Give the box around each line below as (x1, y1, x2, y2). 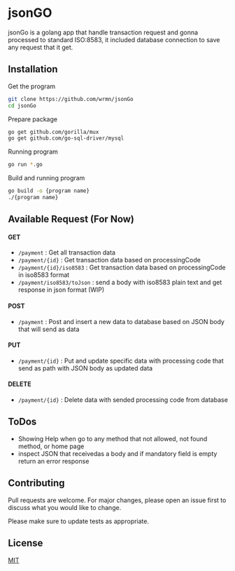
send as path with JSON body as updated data (17, 363, 153, 372)
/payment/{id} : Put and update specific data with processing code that (17, 356, 225, 365)
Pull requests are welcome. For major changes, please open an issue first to (8, 496, 227, 504)
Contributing (8, 477, 65, 489)
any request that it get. (8, 43, 73, 51)
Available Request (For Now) (8, 213, 135, 225)
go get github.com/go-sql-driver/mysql (8, 135, 124, 142)
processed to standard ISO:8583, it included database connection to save (8, 35, 220, 43)
